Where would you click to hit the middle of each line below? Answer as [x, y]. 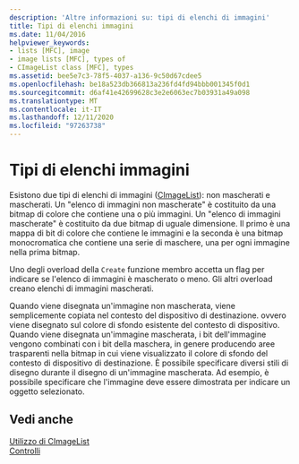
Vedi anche [42, 420]
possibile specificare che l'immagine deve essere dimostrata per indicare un [150, 382]
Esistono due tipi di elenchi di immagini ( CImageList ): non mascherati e [140, 194]
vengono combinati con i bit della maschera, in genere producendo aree [142, 344]
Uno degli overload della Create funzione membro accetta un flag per [137, 269]
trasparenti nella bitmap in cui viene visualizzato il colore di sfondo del [139, 353]
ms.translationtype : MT [54, 101]
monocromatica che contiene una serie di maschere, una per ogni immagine [150, 242]
